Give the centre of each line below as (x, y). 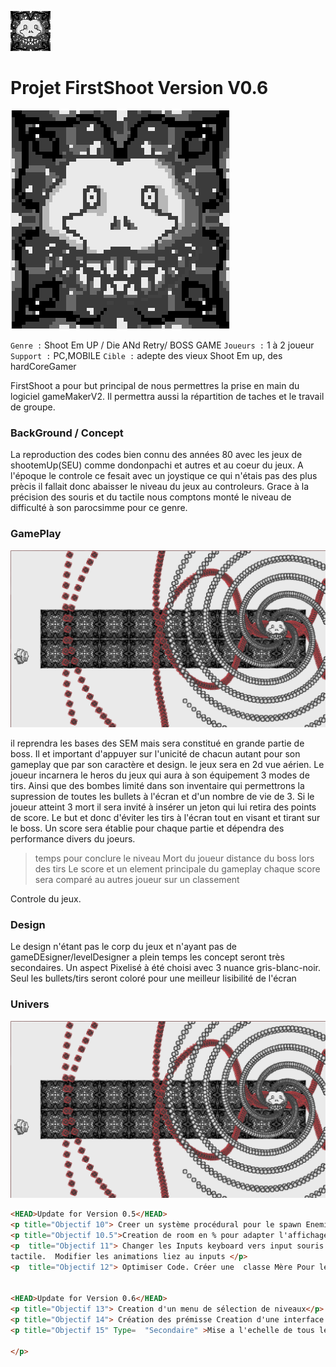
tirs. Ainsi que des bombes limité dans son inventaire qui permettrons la (157, 786)
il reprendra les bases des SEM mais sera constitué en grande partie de (157, 743)
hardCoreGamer (43, 366)
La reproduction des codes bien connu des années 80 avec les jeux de (156, 455)
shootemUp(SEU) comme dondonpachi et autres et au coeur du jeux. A (157, 465)
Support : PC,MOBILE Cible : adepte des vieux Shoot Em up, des (146, 355)
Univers (30, 1004)
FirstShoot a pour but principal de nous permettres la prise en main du (155, 385)
